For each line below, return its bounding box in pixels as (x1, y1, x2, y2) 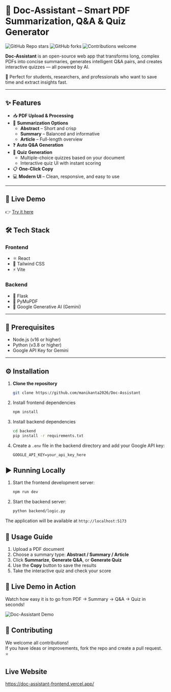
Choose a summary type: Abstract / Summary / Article (12, 551, 129, 557)
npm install (12, 410, 38, 415)
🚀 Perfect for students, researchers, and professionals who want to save (5, 73, 157, 79)
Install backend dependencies (12, 418, 76, 424)
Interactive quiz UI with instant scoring (20, 160, 101, 166)
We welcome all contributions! (5, 640, 69, 646)
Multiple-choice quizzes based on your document (20, 154, 125, 161)
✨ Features (5, 99, 41, 108)
